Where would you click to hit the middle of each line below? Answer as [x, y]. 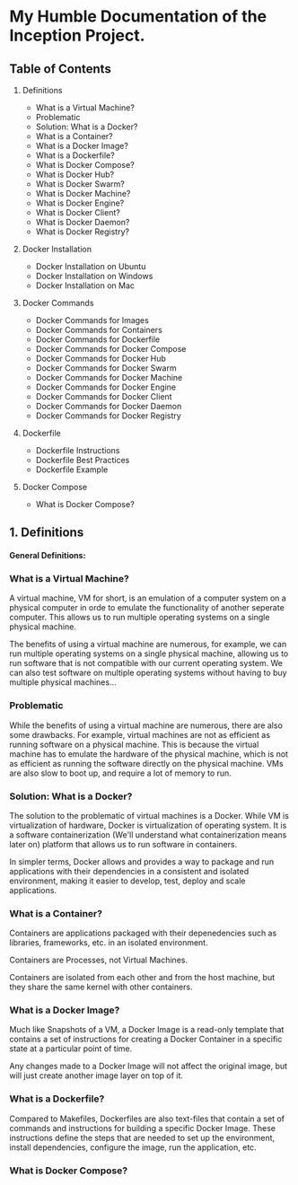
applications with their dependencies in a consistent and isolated [129, 871]
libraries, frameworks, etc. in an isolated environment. [109, 943]
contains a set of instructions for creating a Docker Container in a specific [146, 1040]
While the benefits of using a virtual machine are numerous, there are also [146, 725]
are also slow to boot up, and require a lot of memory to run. [120, 773]
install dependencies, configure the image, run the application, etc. [133, 1147]
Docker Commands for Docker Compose [111, 349]
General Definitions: [48, 555]
